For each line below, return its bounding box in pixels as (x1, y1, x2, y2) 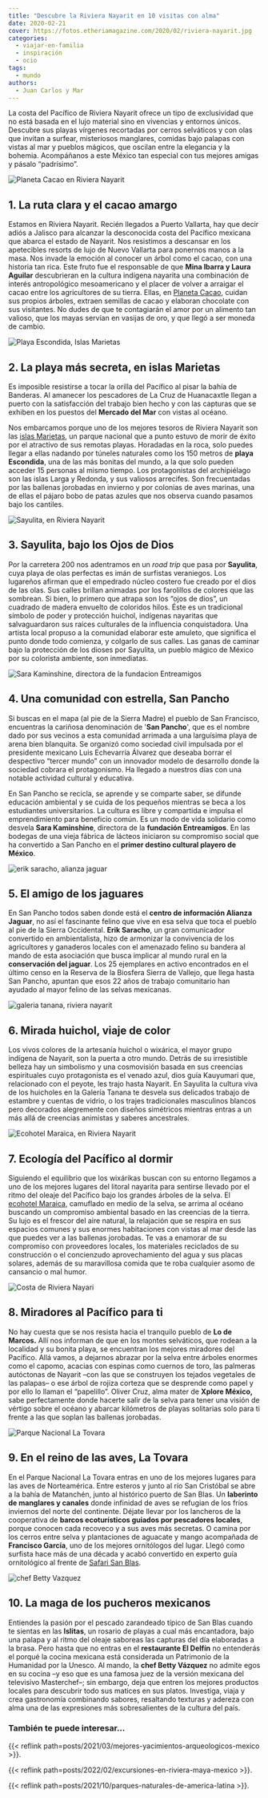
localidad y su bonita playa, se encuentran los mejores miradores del (8, 1344, 235, 1354)
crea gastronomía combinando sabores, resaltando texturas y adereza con (8, 1694, 254, 1704)
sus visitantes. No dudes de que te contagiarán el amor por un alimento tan (8, 305, 256, 314)
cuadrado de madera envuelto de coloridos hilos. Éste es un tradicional (8, 602, 243, 612)
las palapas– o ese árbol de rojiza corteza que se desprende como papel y (8, 1378, 254, 1387)
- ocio (15, 57, 38, 65)
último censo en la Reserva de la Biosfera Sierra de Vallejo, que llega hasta (8, 968, 254, 978)
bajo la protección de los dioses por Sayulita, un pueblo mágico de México (8, 645, 254, 654)
